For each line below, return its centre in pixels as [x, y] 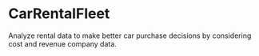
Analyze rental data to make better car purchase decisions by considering [130, 35]
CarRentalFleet [59, 14]
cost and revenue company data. [63, 43]
